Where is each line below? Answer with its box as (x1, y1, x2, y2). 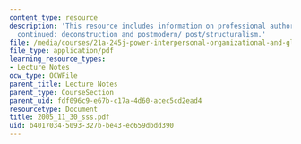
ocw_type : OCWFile (9, 72, 78, 80)
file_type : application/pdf (9, 47, 115, 55)
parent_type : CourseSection (9, 88, 115, 97)
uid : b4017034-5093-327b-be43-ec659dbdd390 (9, 122, 175, 131)
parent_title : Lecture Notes (9, 80, 118, 89)
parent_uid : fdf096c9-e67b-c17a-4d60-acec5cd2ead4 (9, 96, 202, 106)
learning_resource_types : (9, 55, 106, 64)
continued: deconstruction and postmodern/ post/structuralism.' (17, 30, 267, 38)
